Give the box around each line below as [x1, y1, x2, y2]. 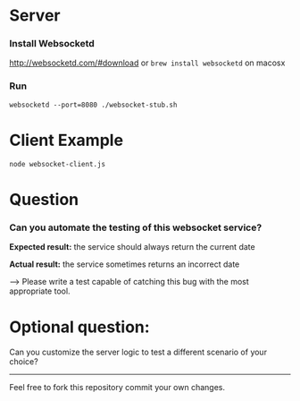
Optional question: [9, 317, 150, 337]
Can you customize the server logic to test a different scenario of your [9, 346, 268, 358]
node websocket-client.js [9, 159, 105, 168]
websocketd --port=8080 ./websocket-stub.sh [9, 100, 178, 109]
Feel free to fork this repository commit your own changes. [9, 382, 226, 393]
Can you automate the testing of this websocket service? [9, 221, 262, 234]
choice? [9, 356, 38, 367]
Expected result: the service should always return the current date [9, 242, 256, 252]
